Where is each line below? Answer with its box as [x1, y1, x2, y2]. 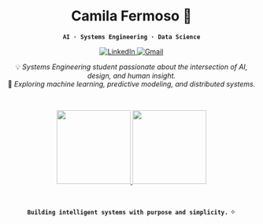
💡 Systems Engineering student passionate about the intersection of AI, [15, 62, 248, 72]
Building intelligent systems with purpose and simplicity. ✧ [27, 207, 236, 216]
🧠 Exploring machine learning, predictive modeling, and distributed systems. [7, 79, 256, 89]
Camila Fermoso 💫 [71, 7, 192, 25]
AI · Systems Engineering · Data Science [62, 33, 201, 41]
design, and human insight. [87, 71, 176, 80]
